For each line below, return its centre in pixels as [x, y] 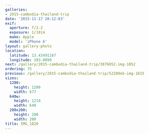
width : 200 [25, 119]
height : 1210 [27, 101]
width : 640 [25, 106]
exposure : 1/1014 [27, 32]
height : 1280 [27, 87]
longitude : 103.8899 [31, 60]
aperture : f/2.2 [26, 28]
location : [15, 51]
